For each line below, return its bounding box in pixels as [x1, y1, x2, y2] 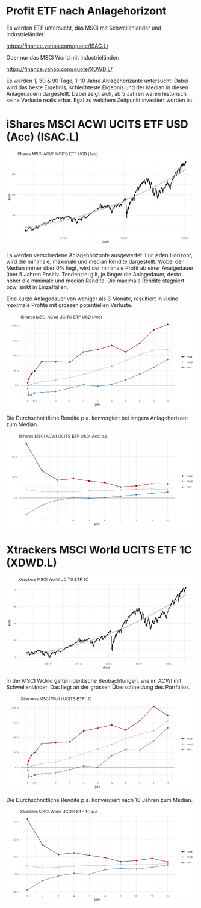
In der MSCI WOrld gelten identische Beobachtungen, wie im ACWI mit [6, 677, 182, 684]
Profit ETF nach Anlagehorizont [6, 4, 167, 18]
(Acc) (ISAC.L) [6, 131, 79, 144]
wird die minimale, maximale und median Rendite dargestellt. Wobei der [6, 258, 184, 265]
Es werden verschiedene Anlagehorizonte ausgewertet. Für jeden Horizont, [6, 251, 193, 258]
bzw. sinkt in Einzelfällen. [6, 283, 69, 290]
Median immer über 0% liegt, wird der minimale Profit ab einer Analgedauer [6, 264, 194, 272]
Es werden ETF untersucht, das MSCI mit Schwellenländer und [6, 24, 161, 31]
